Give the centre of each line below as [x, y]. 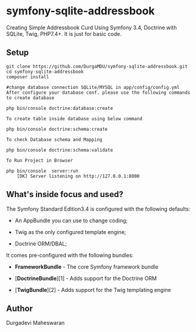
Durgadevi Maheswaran [35, 323]
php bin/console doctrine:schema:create [57, 129]
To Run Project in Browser [40, 160]
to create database [30, 98]
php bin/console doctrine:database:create [60, 108]
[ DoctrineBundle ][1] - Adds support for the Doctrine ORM [85, 278]
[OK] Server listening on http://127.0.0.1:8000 [78, 176]
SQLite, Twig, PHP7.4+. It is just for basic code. [64, 33]
